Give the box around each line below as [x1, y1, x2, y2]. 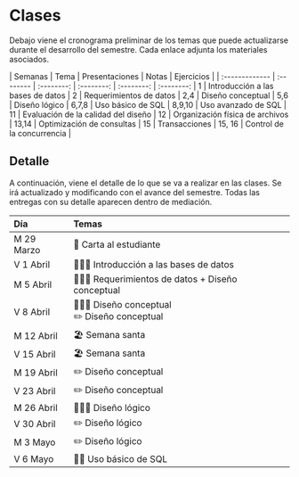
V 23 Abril [13, 385, 56, 398]
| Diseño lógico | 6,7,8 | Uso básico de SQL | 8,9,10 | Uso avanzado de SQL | [9, 99, 287, 110]
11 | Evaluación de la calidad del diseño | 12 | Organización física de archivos [9, 109, 289, 119]
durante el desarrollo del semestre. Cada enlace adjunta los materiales [9, 44, 268, 54]
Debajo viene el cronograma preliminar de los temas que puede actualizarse [9, 35, 289, 45]
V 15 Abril [13, 349, 56, 361]
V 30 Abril [13, 418, 56, 431]
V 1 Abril [13, 258, 51, 270]
